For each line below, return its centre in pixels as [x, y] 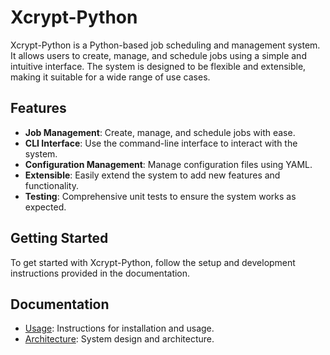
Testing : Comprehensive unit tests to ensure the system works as [160, 196]
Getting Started [59, 238]
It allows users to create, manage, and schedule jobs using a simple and [158, 55]
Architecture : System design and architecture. [119, 339]
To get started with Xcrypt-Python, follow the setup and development [153, 262]
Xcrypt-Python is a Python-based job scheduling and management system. [165, 45]
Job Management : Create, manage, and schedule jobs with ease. [160, 132]
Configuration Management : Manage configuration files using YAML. [168, 164]
